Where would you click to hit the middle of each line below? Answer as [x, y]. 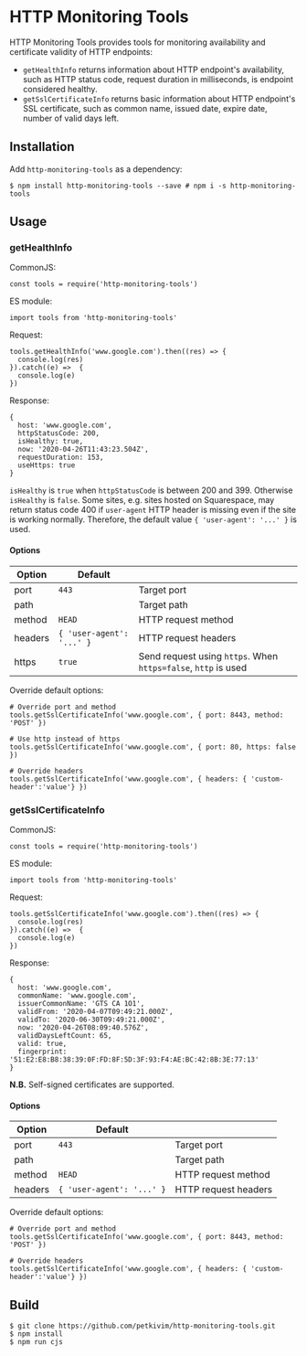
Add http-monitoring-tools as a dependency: [96, 169]
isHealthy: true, [51, 442]
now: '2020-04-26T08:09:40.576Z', [83, 1027]
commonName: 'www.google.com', [77, 995]
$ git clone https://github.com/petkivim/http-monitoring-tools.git [143, 1326]
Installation [42, 147]
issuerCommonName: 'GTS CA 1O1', [81, 1003]
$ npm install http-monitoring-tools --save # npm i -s [118, 186]
